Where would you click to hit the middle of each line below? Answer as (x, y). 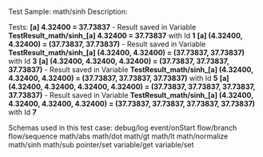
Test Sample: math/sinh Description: (68, 12)
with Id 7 (23, 112)
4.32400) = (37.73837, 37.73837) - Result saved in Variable (107, 44)
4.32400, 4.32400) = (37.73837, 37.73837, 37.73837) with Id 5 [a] (119, 78)
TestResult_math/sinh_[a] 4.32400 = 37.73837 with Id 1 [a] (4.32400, (126, 36)
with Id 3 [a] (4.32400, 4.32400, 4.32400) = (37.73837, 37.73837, (119, 61)
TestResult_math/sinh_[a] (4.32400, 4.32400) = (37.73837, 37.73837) (127, 52)
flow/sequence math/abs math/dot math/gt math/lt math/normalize (118, 136)
